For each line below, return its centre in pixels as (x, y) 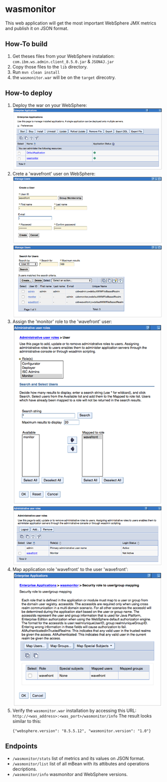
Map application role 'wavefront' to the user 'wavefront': (70, 569)
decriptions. (25, 769)
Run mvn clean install (36, 72)
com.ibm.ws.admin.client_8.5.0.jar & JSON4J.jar (63, 61)
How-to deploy (29, 93)
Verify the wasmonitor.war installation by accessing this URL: (74, 710)
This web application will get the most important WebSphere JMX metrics (81, 23)
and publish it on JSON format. (37, 28)
